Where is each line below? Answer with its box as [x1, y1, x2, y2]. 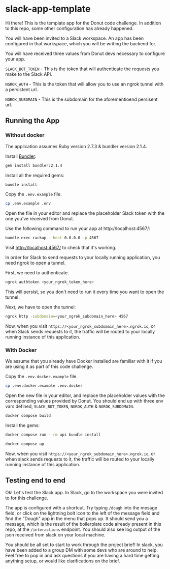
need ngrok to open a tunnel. [5, 260, 66, 266]
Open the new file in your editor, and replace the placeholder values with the [5, 392, 165, 399]
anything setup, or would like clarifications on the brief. [5, 558, 120, 564]
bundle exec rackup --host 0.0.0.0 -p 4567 [5, 235, 99, 241]
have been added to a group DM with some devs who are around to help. [5, 547, 158, 553]
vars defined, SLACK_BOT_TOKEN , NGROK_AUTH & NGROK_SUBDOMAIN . [5, 403, 134, 410]
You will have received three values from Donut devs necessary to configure [5, 50, 165, 56]
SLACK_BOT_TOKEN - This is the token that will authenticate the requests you [5, 66, 160, 72]
